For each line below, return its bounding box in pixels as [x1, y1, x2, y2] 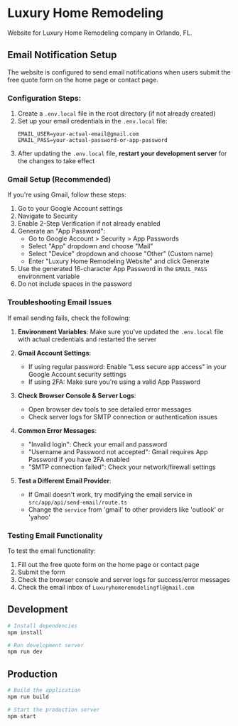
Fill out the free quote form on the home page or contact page [17, 560, 200, 568]
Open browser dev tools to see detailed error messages [28, 405, 192, 413]
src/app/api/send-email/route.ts [28, 499, 128, 506]
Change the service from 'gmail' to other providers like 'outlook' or [28, 505, 225, 514]
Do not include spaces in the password [17, 280, 132, 288]
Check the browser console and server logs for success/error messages [17, 575, 230, 583]
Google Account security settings [28, 370, 126, 378]
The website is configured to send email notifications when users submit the [7, 67, 231, 76]
